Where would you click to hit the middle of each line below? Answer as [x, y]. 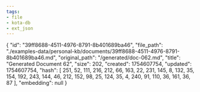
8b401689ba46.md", [31, 58]
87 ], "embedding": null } [37, 83]
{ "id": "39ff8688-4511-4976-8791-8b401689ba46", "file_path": [85, 45]
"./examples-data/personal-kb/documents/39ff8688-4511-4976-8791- [93, 52]
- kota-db [19, 23]
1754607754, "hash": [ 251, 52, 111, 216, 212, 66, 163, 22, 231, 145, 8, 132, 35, [100, 70]
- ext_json [20, 28]
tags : [13, 12]
